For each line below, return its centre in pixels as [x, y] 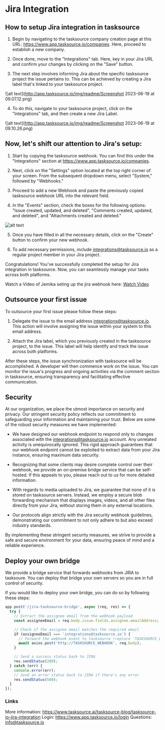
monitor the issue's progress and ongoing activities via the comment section [82, 371]
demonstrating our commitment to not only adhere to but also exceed [82, 520]
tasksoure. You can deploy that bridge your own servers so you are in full [79, 578]
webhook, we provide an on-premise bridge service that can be [77, 470]
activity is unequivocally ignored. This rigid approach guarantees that [82, 445]
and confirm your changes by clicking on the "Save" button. [73, 64]
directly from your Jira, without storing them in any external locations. [83, 505]
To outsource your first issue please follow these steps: [61, 311]
